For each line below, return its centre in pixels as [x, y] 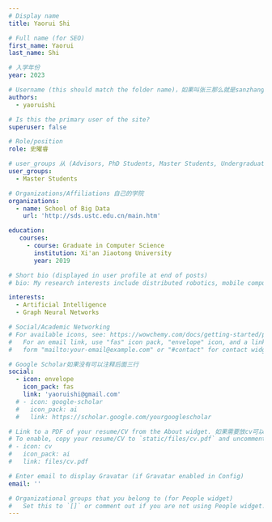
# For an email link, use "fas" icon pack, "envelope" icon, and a [128, 342]
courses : [34, 238]
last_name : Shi [34, 53]
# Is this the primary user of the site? [79, 119]
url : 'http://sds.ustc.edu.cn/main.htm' [92, 216]
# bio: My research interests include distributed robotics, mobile [126, 283]
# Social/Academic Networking [59, 327]
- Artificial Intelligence [61, 305]
